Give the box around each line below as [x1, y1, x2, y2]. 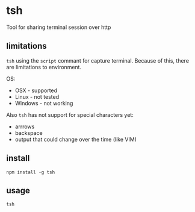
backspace [14, 129, 43, 136]
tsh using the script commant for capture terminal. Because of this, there [6, 57, 190, 64]
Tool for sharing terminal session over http [6, 23, 111, 31]
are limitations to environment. [6, 63, 82, 70]
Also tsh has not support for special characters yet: [6, 111, 134, 118]
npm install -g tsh [6, 169, 55, 175]
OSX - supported [14, 87, 58, 94]
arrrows [14, 123, 35, 130]
